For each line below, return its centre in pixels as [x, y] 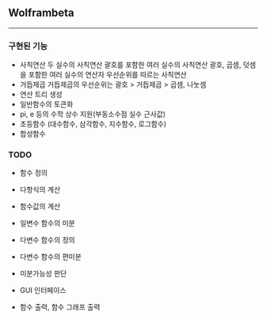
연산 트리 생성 [41, 95]
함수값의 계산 [40, 206]
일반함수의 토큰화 [46, 104]
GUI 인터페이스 [43, 291]
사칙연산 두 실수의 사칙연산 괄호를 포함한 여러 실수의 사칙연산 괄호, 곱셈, [130, 65]
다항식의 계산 [40, 190]
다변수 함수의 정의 [47, 240]
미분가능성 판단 [43, 274]
